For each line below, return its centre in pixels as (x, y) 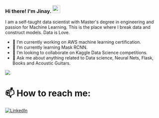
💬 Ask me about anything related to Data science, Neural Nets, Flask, (83, 58)
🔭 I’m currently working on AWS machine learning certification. (77, 42)
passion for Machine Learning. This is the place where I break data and (78, 27)
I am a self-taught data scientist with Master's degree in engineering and (79, 22)
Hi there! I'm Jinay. (28, 11)
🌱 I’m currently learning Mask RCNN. (50, 48)
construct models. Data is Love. (38, 33)
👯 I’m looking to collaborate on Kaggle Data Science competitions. (80, 53)
